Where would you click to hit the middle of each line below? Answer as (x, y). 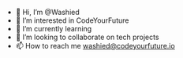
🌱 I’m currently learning (54, 29)
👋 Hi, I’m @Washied (48, 12)
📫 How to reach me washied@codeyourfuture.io (95, 46)
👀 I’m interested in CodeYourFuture (72, 20)
